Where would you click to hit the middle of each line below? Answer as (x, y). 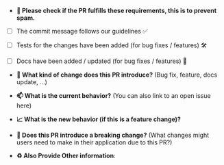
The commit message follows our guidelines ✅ (82, 31)
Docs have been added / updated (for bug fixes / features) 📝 (102, 61)
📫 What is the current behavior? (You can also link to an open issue (113, 96)
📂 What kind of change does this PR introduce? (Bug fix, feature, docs (117, 75)
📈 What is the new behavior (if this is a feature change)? (98, 119)
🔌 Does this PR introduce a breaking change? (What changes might (113, 135)
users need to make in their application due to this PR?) (94, 142)
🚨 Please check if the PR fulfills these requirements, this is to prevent (116, 11)
